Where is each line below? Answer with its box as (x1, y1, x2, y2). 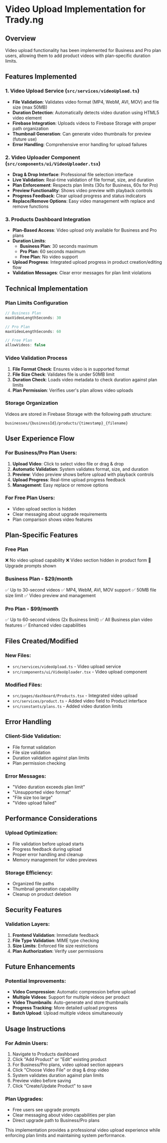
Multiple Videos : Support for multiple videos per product (12, 994, 130, 1000)
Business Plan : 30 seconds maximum (19, 243, 98, 249)
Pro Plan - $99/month (5, 605, 59, 612)
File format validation (12, 744, 56, 750)
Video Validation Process (5, 354, 68, 361)
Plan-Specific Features (5, 531, 78, 539)
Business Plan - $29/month (5, 576, 73, 583)
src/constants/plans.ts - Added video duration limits (12, 703, 123, 709)
